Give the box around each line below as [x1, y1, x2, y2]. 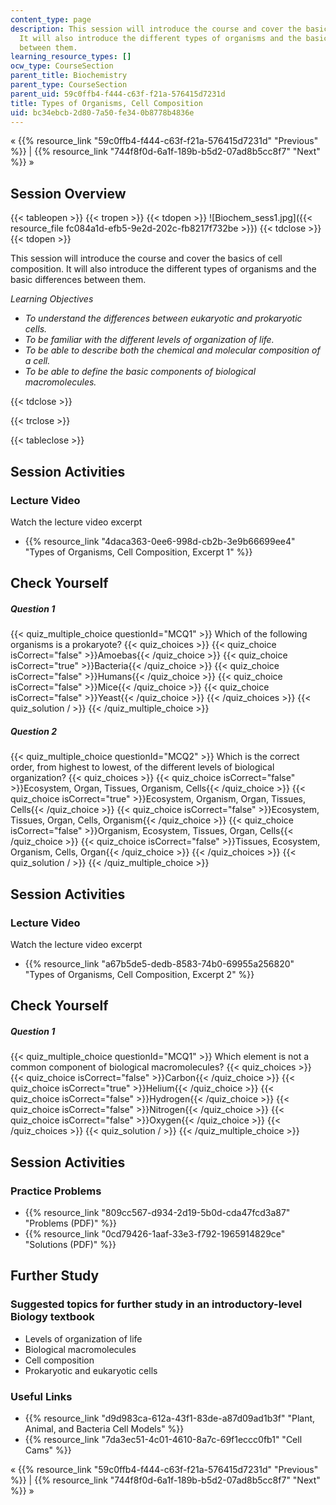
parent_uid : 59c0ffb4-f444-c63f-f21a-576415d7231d [10, 89, 226, 99]
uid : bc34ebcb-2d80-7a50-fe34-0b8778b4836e [10, 107, 195, 118]
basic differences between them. [10, 274, 147, 286]
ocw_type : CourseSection [10, 61, 114, 71]
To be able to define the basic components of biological [24, 366, 257, 378]
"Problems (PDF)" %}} [24, 1217, 118, 1229]
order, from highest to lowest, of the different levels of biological [10, 761, 275, 773]
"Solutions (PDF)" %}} [24, 1238, 117, 1250]
